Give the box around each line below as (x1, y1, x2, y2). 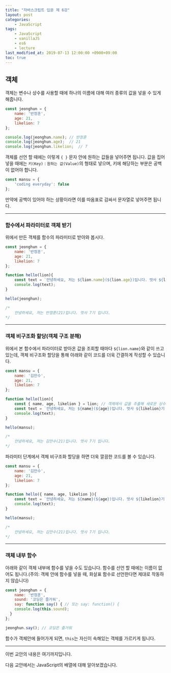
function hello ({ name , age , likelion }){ (5, 492, 97, 497)
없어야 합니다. (10, 167, 38, 173)
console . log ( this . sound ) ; (14, 607, 70, 612)
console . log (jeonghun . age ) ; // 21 (5, 139, 81, 145)
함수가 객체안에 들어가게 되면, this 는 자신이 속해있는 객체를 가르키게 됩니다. (5, 635, 156, 641)
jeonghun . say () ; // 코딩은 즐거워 (5, 625, 72, 631)
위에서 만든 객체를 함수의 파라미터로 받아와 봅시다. (5, 234, 105, 240)
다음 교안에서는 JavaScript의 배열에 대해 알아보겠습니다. (5, 662, 118, 668)
